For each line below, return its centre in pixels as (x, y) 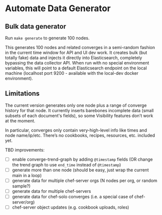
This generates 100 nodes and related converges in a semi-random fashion (80, 47)
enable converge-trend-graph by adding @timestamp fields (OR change (82, 159)
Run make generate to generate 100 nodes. (47, 38)
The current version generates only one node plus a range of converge (76, 105)
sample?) (21, 186)
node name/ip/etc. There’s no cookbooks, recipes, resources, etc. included (80, 135)
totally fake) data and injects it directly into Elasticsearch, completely (73, 58)
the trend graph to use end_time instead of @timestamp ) (66, 165)
